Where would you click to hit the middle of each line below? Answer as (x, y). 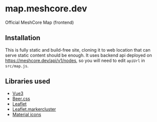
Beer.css (21, 98)
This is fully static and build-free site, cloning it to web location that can (78, 50)
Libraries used (28, 82)
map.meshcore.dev (46, 9)
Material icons (27, 114)
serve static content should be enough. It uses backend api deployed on (78, 55)
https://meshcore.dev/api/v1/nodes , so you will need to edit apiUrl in (75, 61)
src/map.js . (17, 65)
